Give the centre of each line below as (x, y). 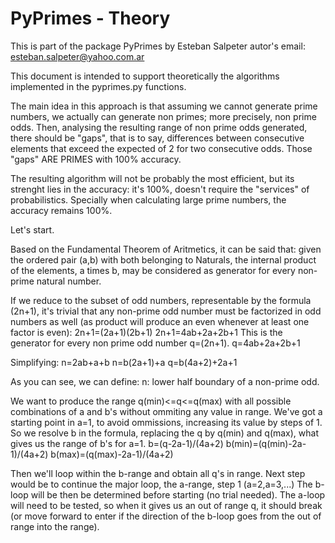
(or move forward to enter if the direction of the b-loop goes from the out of (166, 516)
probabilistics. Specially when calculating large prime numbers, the (148, 199)
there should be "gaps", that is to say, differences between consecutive (157, 138)
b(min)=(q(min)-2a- (266, 443)
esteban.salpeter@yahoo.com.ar (77, 56)
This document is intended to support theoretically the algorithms (145, 76)
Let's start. (32, 229)
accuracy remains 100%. (61, 210)
